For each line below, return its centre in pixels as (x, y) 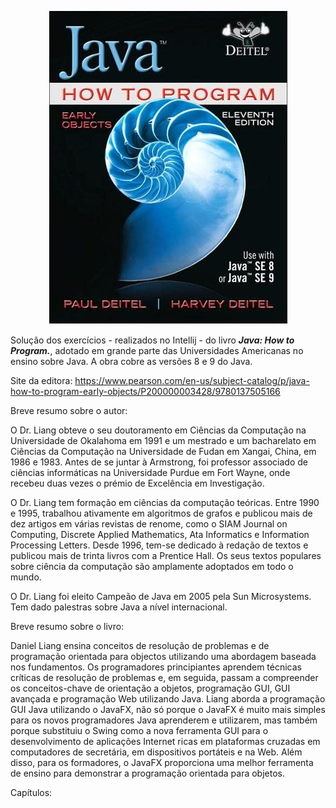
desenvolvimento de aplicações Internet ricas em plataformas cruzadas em (165, 741)
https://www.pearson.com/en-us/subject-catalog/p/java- (192, 380)
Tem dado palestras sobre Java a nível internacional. (119, 607)
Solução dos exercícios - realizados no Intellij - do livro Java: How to (152, 340)
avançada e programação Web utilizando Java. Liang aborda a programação (168, 699)
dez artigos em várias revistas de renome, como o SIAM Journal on (149, 524)
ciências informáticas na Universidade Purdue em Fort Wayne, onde (150, 472)
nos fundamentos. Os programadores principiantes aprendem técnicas (156, 667)
